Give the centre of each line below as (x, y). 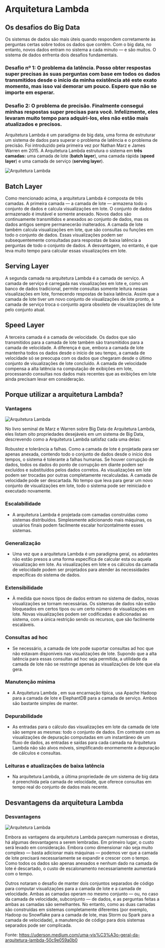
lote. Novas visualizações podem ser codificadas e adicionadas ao (80, 614)
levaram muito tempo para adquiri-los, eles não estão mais (77, 118)
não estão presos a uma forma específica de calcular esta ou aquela (82, 559)
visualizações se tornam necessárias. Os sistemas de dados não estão (84, 604)
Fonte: (12, 935)
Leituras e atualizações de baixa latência (55, 766)
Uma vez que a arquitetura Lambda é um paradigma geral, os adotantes (85, 554)
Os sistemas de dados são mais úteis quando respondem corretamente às (81, 39)
